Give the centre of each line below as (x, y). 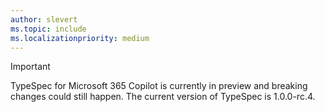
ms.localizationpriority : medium (80, 38)
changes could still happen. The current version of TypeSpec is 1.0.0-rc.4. (163, 97)
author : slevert (44, 19)
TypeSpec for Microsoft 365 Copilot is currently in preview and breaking (159, 86)
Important (30, 67)
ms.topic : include (48, 29)
